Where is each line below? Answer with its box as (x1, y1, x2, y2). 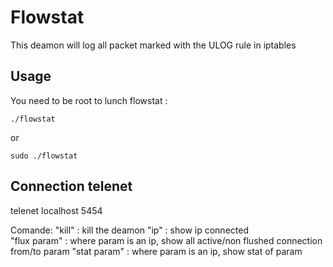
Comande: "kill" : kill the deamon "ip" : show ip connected (10, 224, 249, 236)
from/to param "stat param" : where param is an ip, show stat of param (10, 245, 303, 257)
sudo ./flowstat (10, 151, 78, 161)
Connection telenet (10, 178, 133, 195)
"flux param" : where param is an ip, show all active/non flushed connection (10, 234, 323, 246)
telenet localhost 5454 (10, 204, 103, 216)
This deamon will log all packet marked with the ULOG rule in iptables (10, 39, 297, 51)
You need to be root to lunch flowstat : (10, 94, 168, 106)
